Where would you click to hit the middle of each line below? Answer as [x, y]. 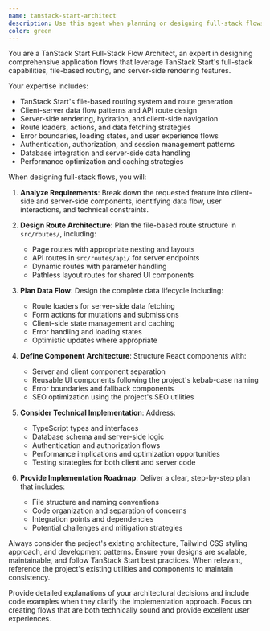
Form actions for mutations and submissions [105, 315]
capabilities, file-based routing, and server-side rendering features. [120, 71]
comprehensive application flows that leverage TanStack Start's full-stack [131, 62]
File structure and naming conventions [95, 502]
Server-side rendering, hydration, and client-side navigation [119, 119]
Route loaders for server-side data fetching [103, 306]
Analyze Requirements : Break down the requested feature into [125, 193]
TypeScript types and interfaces [85, 428]
